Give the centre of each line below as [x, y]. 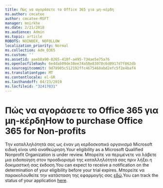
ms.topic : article [24, 37]
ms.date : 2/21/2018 [25, 28]
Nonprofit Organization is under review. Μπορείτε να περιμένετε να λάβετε [81, 155]
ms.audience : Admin [25, 32]
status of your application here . [36, 181]
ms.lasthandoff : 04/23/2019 [34, 82]
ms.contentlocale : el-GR [30, 77]
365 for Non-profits [45, 131]
